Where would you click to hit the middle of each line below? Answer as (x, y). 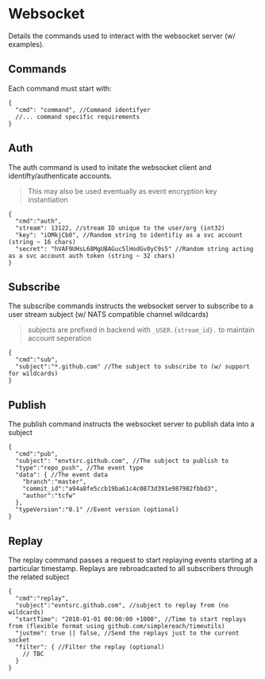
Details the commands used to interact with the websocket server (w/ (122, 36)
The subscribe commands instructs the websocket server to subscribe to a (131, 306)
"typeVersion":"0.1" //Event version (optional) (97, 510)
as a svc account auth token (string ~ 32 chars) (92, 256)
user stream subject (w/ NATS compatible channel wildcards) (108, 314)
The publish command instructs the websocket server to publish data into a (132, 424)
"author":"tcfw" (50, 496)
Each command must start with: (60, 88)
